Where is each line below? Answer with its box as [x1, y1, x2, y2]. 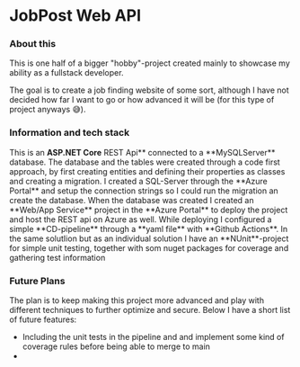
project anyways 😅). [9, 104, 86, 115]
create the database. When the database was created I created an [9, 194, 254, 205]
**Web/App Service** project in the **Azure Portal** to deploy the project [9, 204, 288, 215]
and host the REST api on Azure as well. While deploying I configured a [9, 213, 272, 225]
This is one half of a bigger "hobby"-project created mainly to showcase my [9, 58, 290, 68]
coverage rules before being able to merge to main [22, 341, 211, 352]
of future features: [9, 314, 77, 325]
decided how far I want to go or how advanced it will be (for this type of [9, 94, 275, 105]
